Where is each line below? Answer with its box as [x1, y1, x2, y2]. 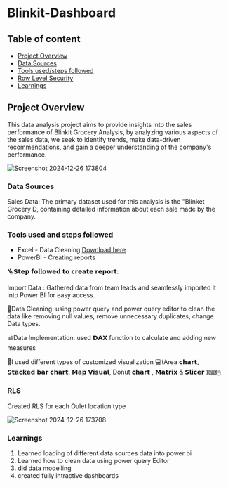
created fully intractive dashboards [17, 472, 119, 479]
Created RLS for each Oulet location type [7, 402, 126, 410]
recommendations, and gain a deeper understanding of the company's [7, 143, 212, 151]
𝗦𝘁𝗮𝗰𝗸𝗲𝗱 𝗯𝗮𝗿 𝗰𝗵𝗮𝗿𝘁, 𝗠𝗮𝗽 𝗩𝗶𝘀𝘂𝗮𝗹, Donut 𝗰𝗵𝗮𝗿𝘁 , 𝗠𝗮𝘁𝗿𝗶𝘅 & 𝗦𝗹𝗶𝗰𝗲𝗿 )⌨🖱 [7, 368, 221, 377]
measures [7, 344, 36, 352]
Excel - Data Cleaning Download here [17, 246, 126, 254]
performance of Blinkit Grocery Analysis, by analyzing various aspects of [7, 128, 219, 136]
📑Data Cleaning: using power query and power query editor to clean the [7, 304, 215, 313]
